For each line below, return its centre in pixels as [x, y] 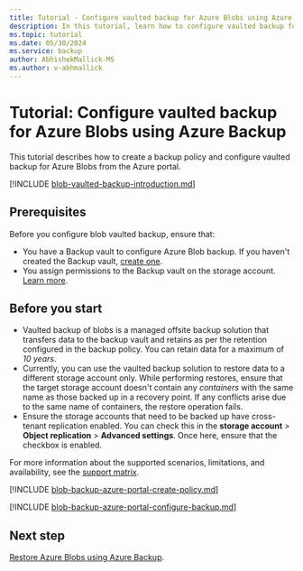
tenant [34, 426]
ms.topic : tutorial [46, 34]
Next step [37, 535]
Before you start [56, 309]
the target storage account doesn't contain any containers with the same [158, 388]
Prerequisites [48, 212]
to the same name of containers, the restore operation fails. [133, 407]
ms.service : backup [46, 51]
